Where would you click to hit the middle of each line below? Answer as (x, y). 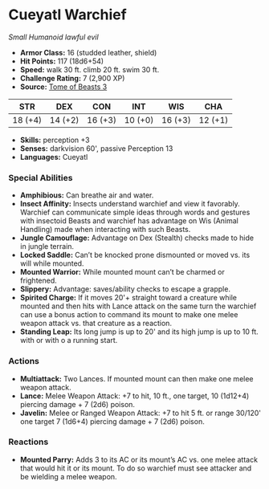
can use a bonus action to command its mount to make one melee (129, 315)
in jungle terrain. (47, 247)
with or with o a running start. (69, 340)
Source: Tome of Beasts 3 (63, 87)
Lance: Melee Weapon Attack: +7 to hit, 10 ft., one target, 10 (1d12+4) (134, 396)
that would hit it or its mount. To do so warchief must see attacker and (136, 468)
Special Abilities (41, 177)
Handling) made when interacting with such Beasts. (105, 230)
